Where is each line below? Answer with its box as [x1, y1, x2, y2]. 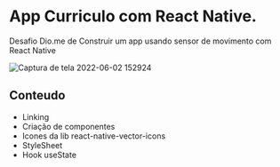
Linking [21, 111, 50, 122]
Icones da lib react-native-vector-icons [21, 131, 166, 141]
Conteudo [9, 88, 66, 103]
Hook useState [21, 149, 77, 160]
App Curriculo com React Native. [9, 6, 258, 27]
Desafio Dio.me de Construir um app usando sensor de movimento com [9, 36, 272, 46]
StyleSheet [21, 139, 63, 150]
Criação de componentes [21, 121, 116, 131]
